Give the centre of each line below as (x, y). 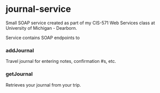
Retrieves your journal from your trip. (43, 85)
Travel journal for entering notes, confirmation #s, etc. (61, 61)
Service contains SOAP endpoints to (43, 38)
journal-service (38, 9)
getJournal (19, 74)
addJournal (20, 50)
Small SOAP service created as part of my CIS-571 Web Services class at (80, 23)
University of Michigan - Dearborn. (41, 28)
